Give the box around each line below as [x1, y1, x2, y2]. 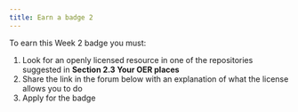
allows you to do [21, 83, 83, 93]
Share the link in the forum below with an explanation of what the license [21, 73, 289, 84]
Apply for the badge [21, 92, 96, 103]
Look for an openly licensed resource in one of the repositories [21, 54, 254, 65]
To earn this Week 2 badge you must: [9, 37, 147, 48]
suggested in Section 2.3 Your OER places [21, 64, 180, 75]
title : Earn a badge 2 [9, 12, 93, 22]
